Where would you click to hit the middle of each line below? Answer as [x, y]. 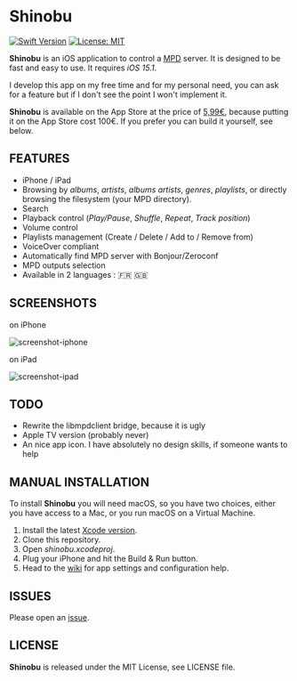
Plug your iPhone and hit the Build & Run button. [110, 559]
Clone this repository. [61, 539]
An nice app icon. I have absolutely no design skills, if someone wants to [155, 445]
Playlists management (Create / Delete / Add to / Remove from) [137, 237]
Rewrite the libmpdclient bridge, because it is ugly [114, 426]
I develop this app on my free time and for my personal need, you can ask [144, 85]
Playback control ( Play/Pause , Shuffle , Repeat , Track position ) [136, 218]
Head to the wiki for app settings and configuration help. [125, 568]
